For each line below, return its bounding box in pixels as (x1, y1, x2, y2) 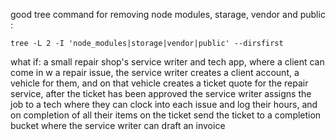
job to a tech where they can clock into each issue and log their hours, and (10, 99, 318, 110)
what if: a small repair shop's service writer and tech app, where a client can (10, 56, 325, 68)
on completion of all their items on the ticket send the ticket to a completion (10, 109, 322, 121)
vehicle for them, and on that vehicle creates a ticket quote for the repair (10, 77, 309, 89)
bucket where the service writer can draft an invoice (10, 120, 226, 131)
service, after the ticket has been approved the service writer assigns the (10, 88, 312, 99)
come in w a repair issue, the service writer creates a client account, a (10, 67, 300, 78)
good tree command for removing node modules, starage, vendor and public (10, 9, 326, 20)
